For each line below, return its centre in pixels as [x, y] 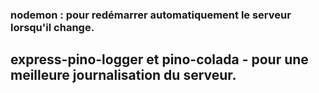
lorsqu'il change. [52, 27]
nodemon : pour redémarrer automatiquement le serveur [151, 15]
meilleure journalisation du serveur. [123, 75]
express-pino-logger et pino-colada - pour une [159, 59]
